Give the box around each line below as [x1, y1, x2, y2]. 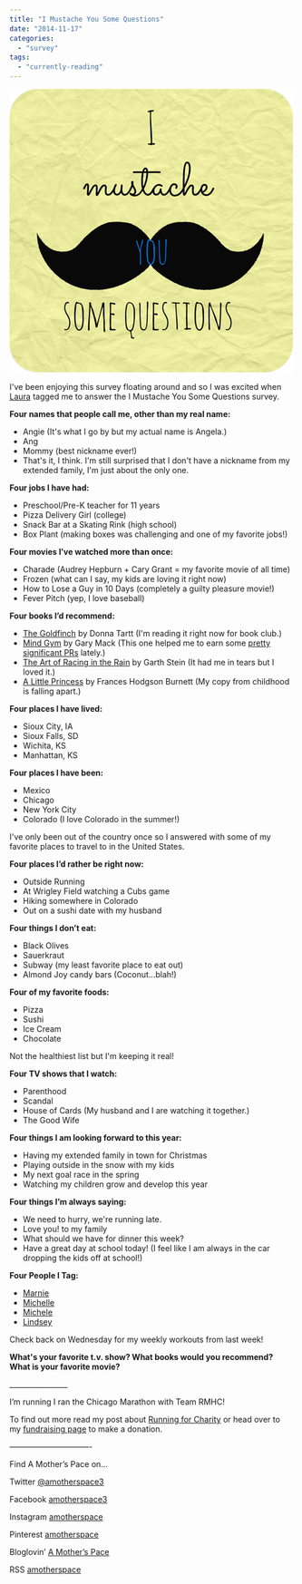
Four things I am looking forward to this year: [9, 1132, 182, 1142]
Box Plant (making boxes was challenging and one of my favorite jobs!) [22, 529, 288, 539]
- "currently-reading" [17, 63, 103, 72]
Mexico [22, 785, 51, 795]
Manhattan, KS [22, 750, 79, 761]
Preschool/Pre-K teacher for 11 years [22, 500, 161, 510]
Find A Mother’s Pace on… [9, 1459, 109, 1469]
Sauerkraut [22, 950, 65, 960]
